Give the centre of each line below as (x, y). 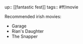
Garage (19, 26)
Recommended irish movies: (33, 16)
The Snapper (25, 36)
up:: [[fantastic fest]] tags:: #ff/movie (41, 7)
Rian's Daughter (28, 31)
